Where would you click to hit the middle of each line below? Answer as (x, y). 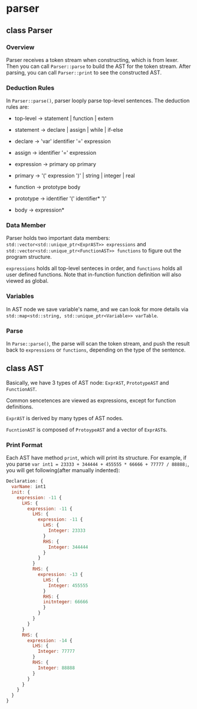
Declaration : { (25, 481)
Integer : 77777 (56, 652)
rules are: (18, 107)
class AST (25, 368)
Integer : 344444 (68, 547)
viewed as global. (27, 281)
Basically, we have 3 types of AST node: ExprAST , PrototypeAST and (88, 382)
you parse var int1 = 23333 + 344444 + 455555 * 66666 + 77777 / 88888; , (98, 464)
